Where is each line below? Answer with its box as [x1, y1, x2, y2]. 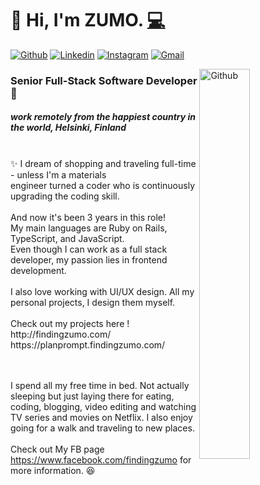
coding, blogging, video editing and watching [10, 400, 197, 412]
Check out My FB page [10, 443, 105, 455]
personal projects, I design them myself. [10, 296, 176, 308]
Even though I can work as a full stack [10, 243, 168, 255]
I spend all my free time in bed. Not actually [10, 379, 190, 391]
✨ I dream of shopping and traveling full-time [10, 157, 197, 169]
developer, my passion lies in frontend [10, 253, 168, 266]
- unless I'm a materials [10, 168, 107, 181]
